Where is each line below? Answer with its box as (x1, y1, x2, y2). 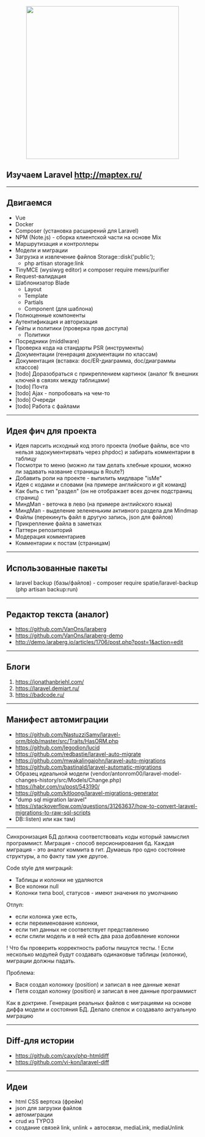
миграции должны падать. (6, 957, 76, 965)
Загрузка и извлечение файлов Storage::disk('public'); (15, 253, 155, 260)
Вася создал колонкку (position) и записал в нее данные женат (15, 980, 181, 988)
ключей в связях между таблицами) (15, 376, 110, 383)
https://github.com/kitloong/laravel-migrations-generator (15, 789, 159, 796)
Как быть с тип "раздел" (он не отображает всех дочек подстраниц (15, 487, 192, 495)
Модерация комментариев (15, 533, 86, 541)
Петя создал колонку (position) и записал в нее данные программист (15, 987, 197, 994)
